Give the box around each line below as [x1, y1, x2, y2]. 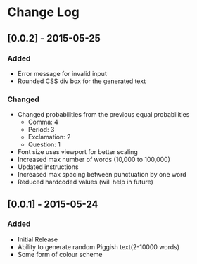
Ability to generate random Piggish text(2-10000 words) [17, 242, 180, 251]
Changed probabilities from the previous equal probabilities [17, 111, 190, 119]
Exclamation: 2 [27, 133, 71, 142]
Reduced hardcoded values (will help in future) [17, 177, 153, 187]
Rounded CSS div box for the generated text [17, 77, 146, 85]
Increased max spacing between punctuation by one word [17, 170, 186, 179]
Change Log [7, 4, 80, 20]
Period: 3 [27, 125, 55, 134]
